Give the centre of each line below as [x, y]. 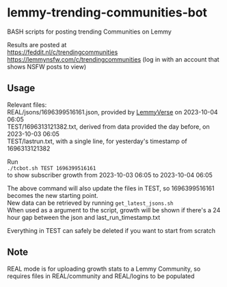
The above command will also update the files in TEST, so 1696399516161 [111, 188]
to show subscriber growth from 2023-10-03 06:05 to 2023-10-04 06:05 [110, 175]
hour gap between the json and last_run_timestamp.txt [84, 217]
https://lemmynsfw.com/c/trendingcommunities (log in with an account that [113, 59]
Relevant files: [27, 105]
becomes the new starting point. [53, 195]
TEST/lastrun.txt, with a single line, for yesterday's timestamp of [97, 141]
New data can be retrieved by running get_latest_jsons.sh [90, 203]
